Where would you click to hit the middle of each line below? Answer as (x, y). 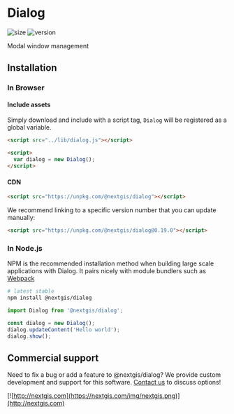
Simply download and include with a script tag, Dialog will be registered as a (117, 120)
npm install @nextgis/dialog (50, 298)
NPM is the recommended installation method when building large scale (111, 263)
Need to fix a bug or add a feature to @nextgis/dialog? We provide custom (114, 375)
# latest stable (31, 291)
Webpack (21, 279)
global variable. (29, 127)
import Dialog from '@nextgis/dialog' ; (65, 310)
